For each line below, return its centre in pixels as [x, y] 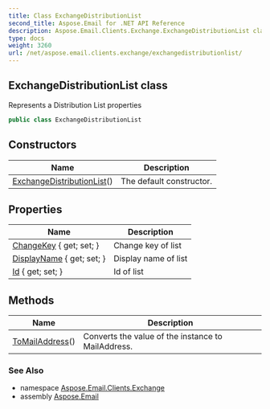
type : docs [27, 38]
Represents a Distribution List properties [75, 104]
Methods [31, 300]
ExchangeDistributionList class [88, 86]
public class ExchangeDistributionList [75, 120]
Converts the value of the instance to [153, 337]
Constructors [43, 145]
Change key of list [148, 246]
